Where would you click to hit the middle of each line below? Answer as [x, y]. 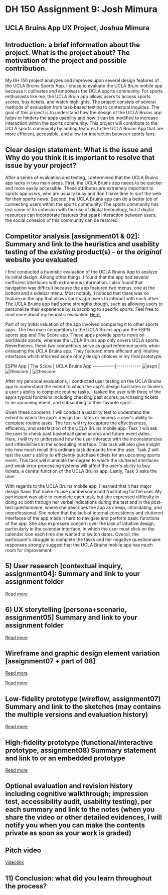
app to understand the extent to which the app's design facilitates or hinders [84, 387]
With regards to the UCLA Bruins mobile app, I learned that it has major [78, 486]
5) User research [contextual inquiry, [64, 566]
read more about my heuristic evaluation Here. [53, 315]
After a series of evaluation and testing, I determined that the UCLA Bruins [82, 177]
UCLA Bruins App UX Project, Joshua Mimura [77, 28]
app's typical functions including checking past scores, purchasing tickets [82, 397]
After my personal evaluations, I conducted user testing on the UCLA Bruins [83, 381]
